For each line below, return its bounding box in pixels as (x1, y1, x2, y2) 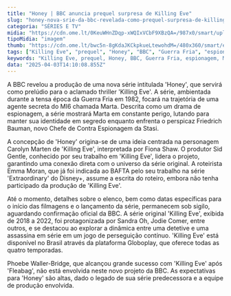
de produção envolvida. (7, 281, 74, 289)
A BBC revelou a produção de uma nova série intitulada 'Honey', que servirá (7, 80, 222, 88)
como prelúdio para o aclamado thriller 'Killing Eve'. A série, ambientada (7, 87, 211, 96)
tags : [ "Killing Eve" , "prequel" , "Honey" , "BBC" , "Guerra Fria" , (7, 49, 201, 56)
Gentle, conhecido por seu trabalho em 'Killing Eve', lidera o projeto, (7, 152, 200, 160)
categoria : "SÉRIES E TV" (7, 23, 81, 30)
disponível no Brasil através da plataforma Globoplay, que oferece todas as (7, 238, 220, 246)
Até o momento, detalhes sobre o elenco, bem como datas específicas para (7, 194, 222, 203)
